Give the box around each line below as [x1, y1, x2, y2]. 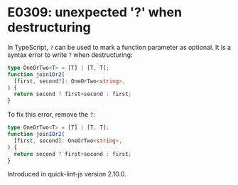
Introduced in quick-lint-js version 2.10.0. [7, 170, 126, 179]
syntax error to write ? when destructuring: [7, 51, 133, 59]
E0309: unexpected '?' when [7, 4, 183, 21]
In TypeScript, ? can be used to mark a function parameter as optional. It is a [7, 43, 232, 51]
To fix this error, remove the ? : [7, 110, 95, 119]
